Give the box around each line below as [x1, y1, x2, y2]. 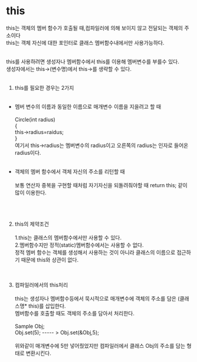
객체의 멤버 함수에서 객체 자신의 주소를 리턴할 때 [14, 168, 125, 175]
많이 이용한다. [14, 189, 47, 196]
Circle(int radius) [14, 116, 56, 123]
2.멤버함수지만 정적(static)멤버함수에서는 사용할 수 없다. [14, 241, 144, 249]
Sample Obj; [14, 322, 45, 330]
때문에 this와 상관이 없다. [21, 256, 79, 263]
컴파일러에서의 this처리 [14, 281, 68, 288]
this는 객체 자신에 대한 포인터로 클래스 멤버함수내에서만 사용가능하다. [6, 39, 165, 46]
